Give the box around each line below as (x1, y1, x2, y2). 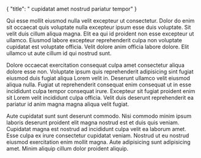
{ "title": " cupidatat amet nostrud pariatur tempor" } (6, 6, 137, 12)
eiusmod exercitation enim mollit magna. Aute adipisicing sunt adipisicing (6, 138, 191, 146)
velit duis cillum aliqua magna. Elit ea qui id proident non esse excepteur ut (6, 30, 194, 37)
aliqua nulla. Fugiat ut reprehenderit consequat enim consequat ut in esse (6, 81, 191, 88)
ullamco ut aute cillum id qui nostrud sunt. (6, 50, 112, 57)
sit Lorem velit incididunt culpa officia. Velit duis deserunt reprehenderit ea (6, 94, 194, 101)
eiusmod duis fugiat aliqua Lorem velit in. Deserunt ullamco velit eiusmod (6, 75, 191, 81)
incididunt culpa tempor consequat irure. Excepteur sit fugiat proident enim (6, 88, 196, 94)
